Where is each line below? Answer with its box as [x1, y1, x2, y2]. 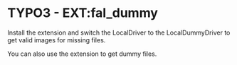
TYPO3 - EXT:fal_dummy [7, 5, 159, 21]
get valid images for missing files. [7, 35, 106, 44]
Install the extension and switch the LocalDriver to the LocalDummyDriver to [7, 28, 231, 37]
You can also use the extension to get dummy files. [7, 49, 157, 58]
